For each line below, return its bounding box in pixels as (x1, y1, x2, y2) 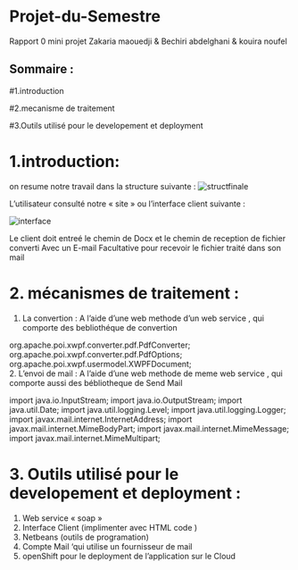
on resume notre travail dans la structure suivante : (9, 180, 196, 191)
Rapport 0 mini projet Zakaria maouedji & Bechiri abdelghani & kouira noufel (9, 36, 287, 46)
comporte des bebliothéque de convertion (21, 322, 178, 332)
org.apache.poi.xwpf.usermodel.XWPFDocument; (9, 358, 192, 369)
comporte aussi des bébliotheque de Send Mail (9, 377, 183, 388)
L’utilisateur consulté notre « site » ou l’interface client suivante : (9, 198, 245, 209)
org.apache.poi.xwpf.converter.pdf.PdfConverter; (9, 339, 191, 350)
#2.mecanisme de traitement (9, 103, 115, 113)
